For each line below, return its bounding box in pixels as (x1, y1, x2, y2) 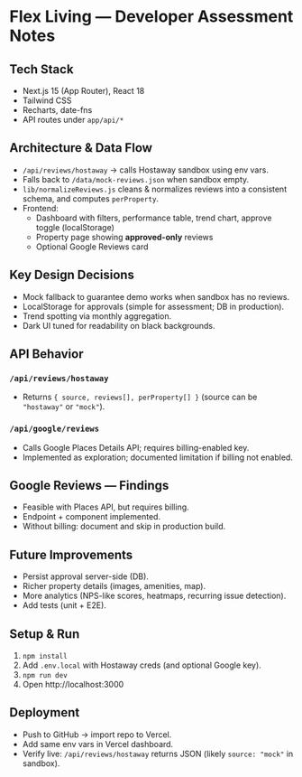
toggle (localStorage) (35, 221, 115, 232)
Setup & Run (9, 626, 80, 641)
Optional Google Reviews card (35, 241, 149, 252)
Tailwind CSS (22, 95, 72, 106)
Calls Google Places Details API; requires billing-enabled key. (22, 442, 250, 453)
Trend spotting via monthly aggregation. (22, 310, 172, 322)
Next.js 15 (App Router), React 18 (22, 86, 145, 96)
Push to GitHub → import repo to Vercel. (22, 729, 172, 740)
